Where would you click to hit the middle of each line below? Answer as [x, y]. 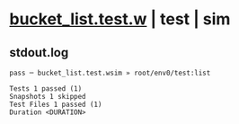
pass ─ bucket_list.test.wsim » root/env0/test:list [110, 73]
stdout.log [39, 53]
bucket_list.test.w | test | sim [120, 19]
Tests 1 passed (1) [46, 89]
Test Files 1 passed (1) [56, 104]
